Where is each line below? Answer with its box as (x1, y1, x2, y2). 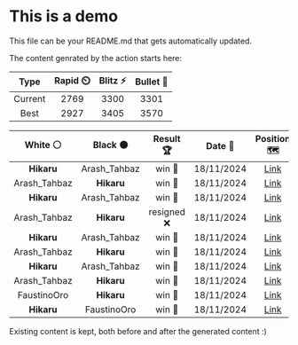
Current (13, 92, 46, 105)
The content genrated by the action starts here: (9, 52, 183, 63)
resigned (148, 206, 186, 218)
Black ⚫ (92, 138, 129, 151)
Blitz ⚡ (98, 74, 127, 86)
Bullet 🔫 (134, 75, 169, 88)
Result (153, 132, 181, 145)
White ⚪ (24, 138, 62, 151)
